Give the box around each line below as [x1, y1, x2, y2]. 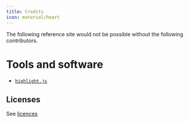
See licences [6, 111, 38, 118]
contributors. [6, 37, 38, 44]
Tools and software [6, 58, 103, 71]
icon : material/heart [6, 14, 60, 20]
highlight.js [14, 78, 48, 84]
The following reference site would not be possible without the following [6, 30, 184, 37]
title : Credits [6, 8, 44, 15]
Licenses [6, 94, 41, 105]
